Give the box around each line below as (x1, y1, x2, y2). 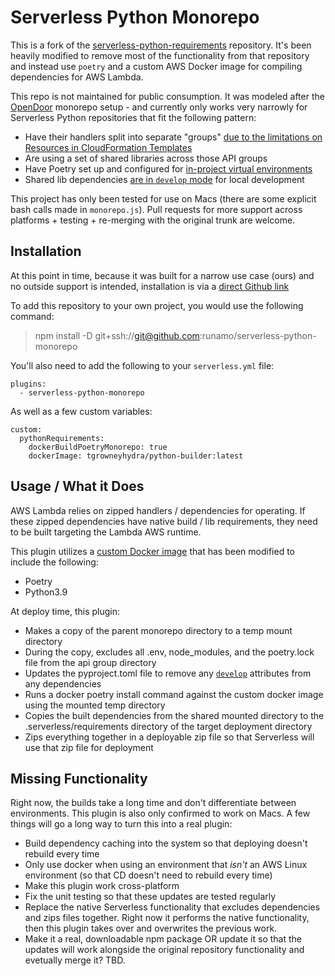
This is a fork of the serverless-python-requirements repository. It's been (10, 39, 312, 51)
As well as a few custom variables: (10, 405, 153, 417)
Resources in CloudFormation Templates (24, 141, 193, 153)
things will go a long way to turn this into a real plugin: (10, 818, 233, 830)
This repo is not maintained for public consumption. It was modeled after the (10, 90, 325, 102)
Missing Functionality (10, 770, 148, 787)
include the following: (10, 556, 99, 568)
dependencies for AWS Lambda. (10, 71, 144, 83)
